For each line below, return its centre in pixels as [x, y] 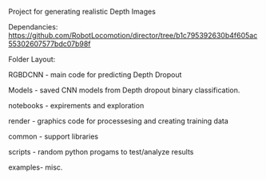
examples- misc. [36, 167]
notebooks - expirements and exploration [76, 106]
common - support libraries [53, 136]
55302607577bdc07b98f [50, 44]
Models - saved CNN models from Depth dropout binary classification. [124, 90]
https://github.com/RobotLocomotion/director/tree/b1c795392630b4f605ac [133, 35]
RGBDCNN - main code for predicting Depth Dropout [95, 74]
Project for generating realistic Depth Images [82, 12]
